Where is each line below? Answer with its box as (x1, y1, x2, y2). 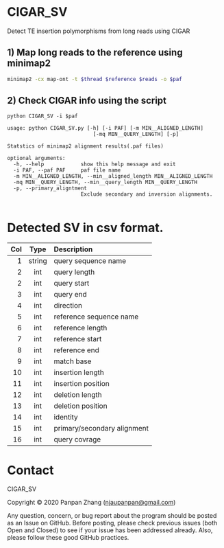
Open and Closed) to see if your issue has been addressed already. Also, (7, 526, 213, 534)
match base (53, 356, 92, 366)
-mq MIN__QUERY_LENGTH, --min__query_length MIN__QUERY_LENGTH (13, 179, 197, 186)
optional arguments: (7, 155, 66, 162)
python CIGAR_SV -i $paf (7, 113, 78, 120)
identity (53, 413, 79, 422)
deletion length (53, 390, 102, 400)
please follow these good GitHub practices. (7, 534, 129, 542)
